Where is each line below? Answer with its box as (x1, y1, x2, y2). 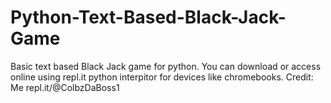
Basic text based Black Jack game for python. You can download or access (10, 60, 322, 72)
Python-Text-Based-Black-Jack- (10, 6, 287, 29)
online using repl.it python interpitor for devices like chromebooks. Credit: (10, 71, 314, 83)
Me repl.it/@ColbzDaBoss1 (10, 81, 120, 93)
